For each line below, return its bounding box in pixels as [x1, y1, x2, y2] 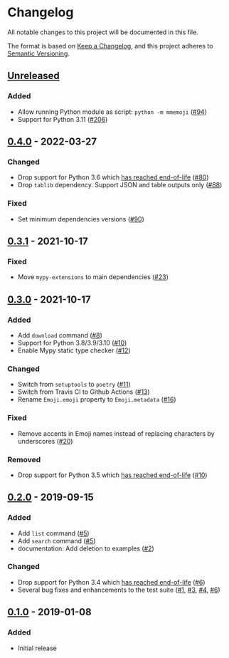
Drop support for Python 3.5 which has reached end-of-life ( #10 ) [17, 471, 208, 479]
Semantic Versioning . [7, 49, 70, 58]
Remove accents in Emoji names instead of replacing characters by [17, 429, 215, 438]
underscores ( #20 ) [17, 437, 73, 445]
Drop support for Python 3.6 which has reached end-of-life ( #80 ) [17, 173, 209, 182]
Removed [7, 454, 41, 464]
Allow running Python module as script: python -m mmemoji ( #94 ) [17, 108, 208, 116]
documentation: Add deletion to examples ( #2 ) [17, 544, 154, 553]
